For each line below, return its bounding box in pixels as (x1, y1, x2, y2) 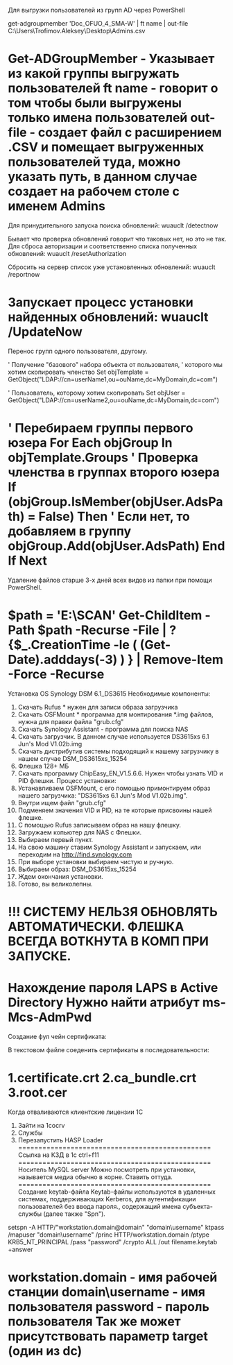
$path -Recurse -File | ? (37, 622, 177, 637)
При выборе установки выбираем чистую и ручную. (17, 857, 174, 866)
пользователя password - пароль (8, 1299, 210, 1314)
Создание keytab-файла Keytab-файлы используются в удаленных (17, 1187, 216, 1196)
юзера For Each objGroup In (8, 435, 173, 451)
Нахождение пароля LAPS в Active (8, 980, 218, 996)
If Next (8, 553, 47, 569)
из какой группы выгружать (8, 66, 180, 82)
